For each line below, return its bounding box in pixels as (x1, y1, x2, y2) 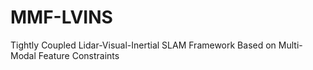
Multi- (278, 39, 303, 51)
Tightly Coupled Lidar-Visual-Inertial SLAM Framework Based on (10, 39, 277, 51)
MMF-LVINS (10, 6, 113, 29)
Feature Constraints (38, 49, 120, 61)
